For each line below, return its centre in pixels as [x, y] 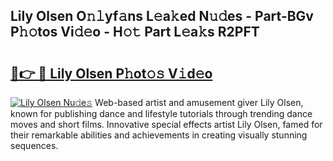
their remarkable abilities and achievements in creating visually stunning [159, 135]
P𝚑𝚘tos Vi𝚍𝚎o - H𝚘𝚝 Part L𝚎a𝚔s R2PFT [135, 32]
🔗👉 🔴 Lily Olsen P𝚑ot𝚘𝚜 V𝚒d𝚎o [111, 73]
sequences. [34, 145]
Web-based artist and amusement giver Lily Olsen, [199, 102]
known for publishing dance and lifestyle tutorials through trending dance [161, 113]
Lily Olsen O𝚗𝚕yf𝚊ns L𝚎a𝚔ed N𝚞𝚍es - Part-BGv [162, 16]
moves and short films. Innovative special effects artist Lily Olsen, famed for [166, 124]
